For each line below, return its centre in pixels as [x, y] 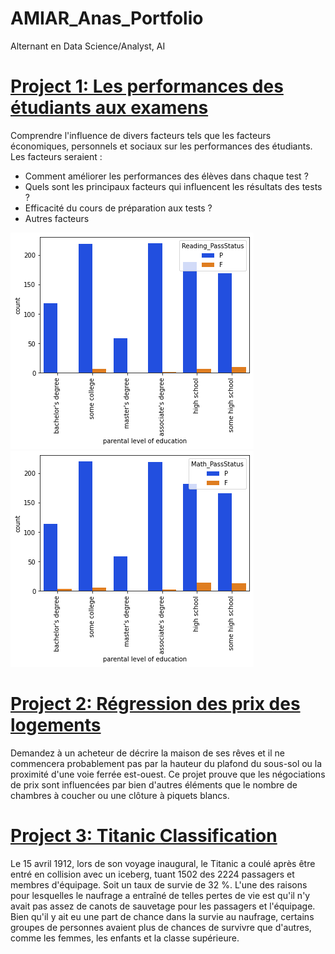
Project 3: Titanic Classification [144, 836]
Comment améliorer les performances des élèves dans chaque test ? [166, 176]
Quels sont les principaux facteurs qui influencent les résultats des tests [173, 186]
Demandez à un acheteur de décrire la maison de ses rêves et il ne [147, 753]
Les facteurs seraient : [56, 156]
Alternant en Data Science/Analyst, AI [88, 46]
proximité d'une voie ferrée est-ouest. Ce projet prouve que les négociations [168, 774]
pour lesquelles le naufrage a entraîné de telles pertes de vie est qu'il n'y [160, 895]
